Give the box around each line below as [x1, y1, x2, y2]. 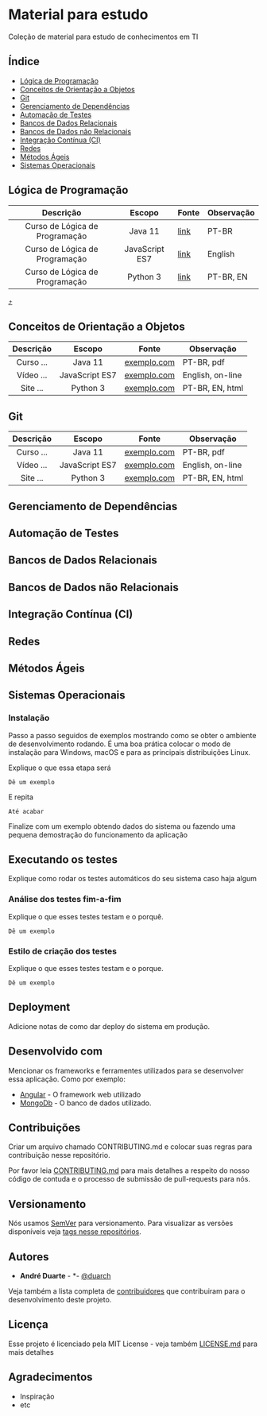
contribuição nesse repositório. [8, 1151, 110, 1160]
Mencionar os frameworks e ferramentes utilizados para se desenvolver [8, 1066, 244, 1075]
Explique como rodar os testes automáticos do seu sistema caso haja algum [8, 874, 257, 884]
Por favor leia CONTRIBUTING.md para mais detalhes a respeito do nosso [8, 1166, 250, 1175]
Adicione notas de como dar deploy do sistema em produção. [8, 1021, 211, 1031]
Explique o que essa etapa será [8, 763, 111, 772]
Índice [8, 55, 40, 68]
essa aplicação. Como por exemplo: [8, 1074, 126, 1084]
